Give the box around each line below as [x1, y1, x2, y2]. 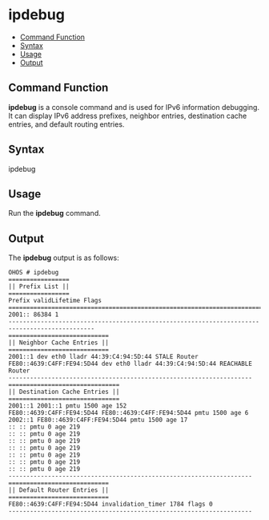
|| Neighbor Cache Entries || [8, 339, 110, 347]
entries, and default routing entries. [8, 119, 125, 129]
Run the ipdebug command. [8, 209, 102, 218]
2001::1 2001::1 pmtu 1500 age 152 [8, 402, 127, 410]
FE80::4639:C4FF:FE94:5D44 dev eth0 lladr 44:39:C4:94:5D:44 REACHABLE [8, 360, 252, 368]
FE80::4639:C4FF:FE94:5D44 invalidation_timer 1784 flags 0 [8, 500, 214, 509]
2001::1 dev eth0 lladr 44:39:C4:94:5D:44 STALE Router [8, 353, 199, 361]
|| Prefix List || [8, 282, 70, 290]
